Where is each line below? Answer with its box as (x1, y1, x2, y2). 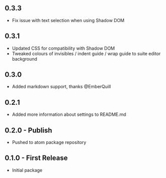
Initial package (12, 167, 43, 173)
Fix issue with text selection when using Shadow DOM (12, 17, 125, 23)
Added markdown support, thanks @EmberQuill (12, 84, 111, 90)
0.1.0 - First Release (5, 154, 68, 162)
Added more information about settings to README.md (12, 111, 126, 117)
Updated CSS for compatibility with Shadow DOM (12, 45, 115, 51)
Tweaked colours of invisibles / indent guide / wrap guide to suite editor (12, 50, 161, 57)
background (12, 56, 37, 62)
